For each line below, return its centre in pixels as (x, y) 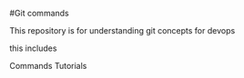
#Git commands (40, 13)
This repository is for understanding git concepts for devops (122, 30)
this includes (33, 48)
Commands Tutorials (48, 66)
